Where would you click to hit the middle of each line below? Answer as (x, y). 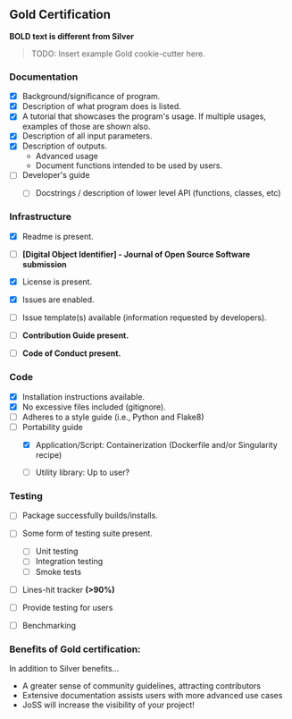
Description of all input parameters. (87, 136)
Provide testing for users (67, 607)
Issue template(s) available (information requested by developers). (145, 317)
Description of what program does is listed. (101, 106)
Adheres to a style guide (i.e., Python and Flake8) (113, 417)
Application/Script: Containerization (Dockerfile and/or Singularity (157, 444)
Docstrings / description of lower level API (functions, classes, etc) (158, 193)
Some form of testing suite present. (88, 533)
